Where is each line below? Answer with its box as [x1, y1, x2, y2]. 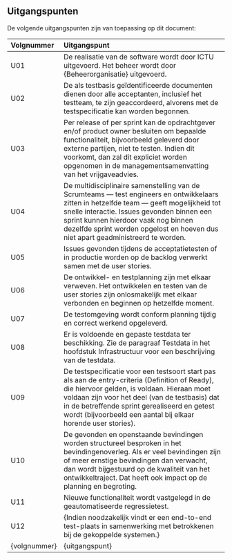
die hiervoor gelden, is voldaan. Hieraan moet [63, 384, 211, 393]
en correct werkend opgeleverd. [63, 318, 168, 328]
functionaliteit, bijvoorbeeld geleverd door [63, 135, 200, 144]
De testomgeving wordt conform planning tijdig [63, 309, 216, 319]
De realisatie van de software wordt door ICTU [63, 52, 214, 62]
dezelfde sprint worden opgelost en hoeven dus [63, 224, 219, 234]
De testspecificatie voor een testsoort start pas [63, 366, 216, 376]
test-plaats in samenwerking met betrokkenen [63, 521, 214, 531]
